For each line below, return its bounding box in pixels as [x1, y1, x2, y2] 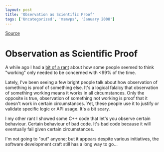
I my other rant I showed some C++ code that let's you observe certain [5, 115, 151, 121]
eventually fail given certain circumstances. [5, 126, 95, 132]
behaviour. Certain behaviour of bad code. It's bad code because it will [5, 121, 151, 127]
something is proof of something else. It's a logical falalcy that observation [5, 84, 159, 90]
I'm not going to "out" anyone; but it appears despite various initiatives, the [5, 136, 159, 142]
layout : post [5, 7, 32, 12]
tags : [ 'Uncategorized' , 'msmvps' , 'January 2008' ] [5, 16, 115, 21]
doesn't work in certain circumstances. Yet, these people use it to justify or [5, 100, 160, 106]
